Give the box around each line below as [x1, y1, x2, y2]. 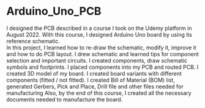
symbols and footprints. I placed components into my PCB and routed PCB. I [6, 63, 199, 71]
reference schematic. [6, 37, 60, 45]
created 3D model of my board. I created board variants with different [6, 70, 182, 77]
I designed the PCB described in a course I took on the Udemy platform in [6, 24, 192, 32]
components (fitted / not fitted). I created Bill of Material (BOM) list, [6, 76, 176, 84]
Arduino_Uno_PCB [6, 4, 102, 18]
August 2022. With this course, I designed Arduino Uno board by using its [6, 31, 193, 38]
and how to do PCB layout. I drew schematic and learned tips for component [6, 50, 199, 57]
